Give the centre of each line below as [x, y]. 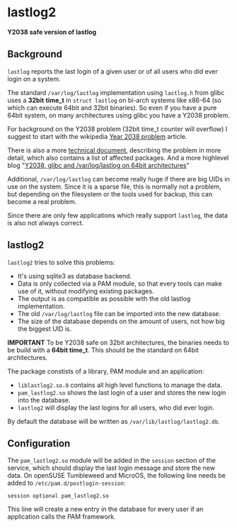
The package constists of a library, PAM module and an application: [106, 371]
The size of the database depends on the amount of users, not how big [121, 321]
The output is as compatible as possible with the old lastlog [104, 298]
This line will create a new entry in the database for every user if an [105, 509]
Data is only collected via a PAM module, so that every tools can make [120, 283]
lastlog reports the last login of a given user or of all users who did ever [112, 71]
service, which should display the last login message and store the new [111, 468]
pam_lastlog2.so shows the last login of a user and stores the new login [122, 392]
